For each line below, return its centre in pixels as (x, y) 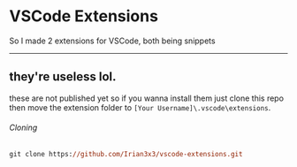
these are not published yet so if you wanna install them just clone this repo (147, 98)
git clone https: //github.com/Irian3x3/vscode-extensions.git (126, 154)
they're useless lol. (63, 77)
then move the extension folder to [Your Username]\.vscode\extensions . (140, 107)
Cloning (23, 128)
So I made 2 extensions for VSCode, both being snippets (112, 41)
